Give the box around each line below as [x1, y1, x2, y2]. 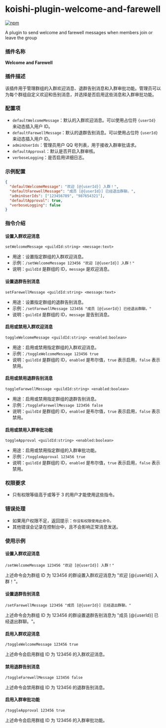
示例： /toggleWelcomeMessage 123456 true [12, 351, 99, 357]
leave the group [5, 35, 37, 41]
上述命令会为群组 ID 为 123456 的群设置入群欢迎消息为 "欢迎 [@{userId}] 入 [5, 572, 159, 578]
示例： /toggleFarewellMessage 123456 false [12, 402, 103, 408]
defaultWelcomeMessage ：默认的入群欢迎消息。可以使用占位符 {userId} [12, 117, 156, 123]
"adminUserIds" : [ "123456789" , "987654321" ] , [9, 193, 105, 198]
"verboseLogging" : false [9, 202, 61, 208]
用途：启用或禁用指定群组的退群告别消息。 [12, 396, 99, 402]
